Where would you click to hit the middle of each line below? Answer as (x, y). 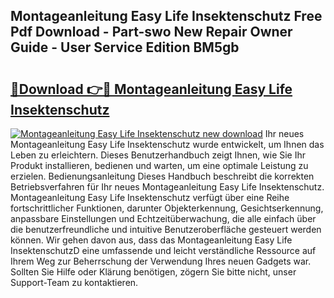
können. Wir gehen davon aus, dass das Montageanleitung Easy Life (151, 240)
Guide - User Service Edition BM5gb (125, 47)
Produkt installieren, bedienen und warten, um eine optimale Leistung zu (159, 165)
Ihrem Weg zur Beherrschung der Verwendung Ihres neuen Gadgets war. (161, 261)
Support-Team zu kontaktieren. (74, 282)
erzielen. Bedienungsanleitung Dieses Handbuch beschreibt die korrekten (162, 176)
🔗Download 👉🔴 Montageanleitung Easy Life (151, 89)
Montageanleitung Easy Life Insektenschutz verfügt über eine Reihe (150, 197)
